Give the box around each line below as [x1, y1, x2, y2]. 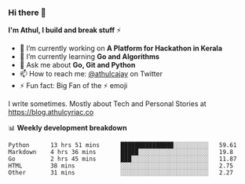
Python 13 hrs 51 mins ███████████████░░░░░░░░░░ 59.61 [8, 142, 237, 149]
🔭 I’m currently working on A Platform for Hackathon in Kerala [19, 43, 222, 53]
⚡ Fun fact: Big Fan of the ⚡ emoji [19, 81, 128, 90]
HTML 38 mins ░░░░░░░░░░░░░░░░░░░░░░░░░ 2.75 [8, 162, 234, 170]
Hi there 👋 [8, 7, 47, 18]
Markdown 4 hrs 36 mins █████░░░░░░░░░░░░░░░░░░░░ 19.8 [8, 149, 234, 156]
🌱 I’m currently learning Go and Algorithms [19, 52, 159, 61]
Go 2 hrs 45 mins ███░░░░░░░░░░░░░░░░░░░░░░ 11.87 [8, 155, 237, 164]
